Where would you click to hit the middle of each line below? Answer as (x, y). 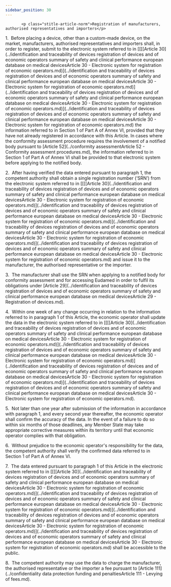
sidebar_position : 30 (28, 10)
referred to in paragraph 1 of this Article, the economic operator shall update (86, 317)
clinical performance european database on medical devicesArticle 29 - (81, 296)
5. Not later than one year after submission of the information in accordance (86, 408)
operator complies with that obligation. (46, 435)
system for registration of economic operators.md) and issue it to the (78, 259)
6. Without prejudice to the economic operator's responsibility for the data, (84, 445)
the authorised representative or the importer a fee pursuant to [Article (80, 568)
